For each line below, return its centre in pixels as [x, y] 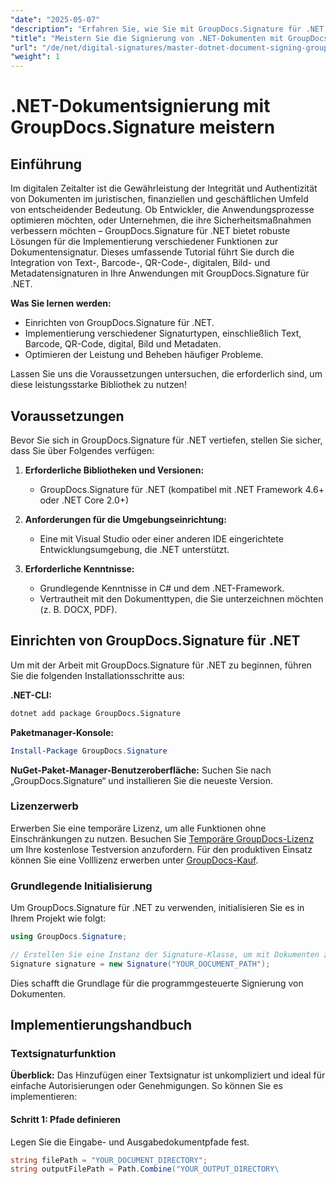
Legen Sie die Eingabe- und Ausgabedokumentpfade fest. [130, 1142]
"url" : [24, 47]
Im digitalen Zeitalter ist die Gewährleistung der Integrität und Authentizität [164, 188]
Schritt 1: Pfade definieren [66, 1119]
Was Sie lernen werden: [61, 303]
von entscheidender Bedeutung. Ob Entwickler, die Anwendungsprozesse [162, 210]
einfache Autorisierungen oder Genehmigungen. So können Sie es [146, 1086]
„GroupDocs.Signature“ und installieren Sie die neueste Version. [141, 780]
